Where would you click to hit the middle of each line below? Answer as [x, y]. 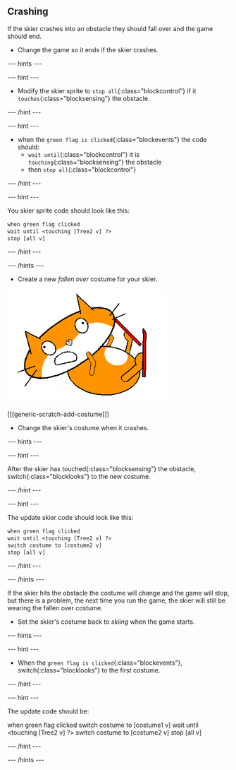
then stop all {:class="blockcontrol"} [82, 170]
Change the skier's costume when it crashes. [83, 427]
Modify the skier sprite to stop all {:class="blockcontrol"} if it [107, 90]
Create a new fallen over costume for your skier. [87, 279]
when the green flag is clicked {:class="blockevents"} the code [112, 139]
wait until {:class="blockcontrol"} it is [83, 154]
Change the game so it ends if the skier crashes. [88, 49]
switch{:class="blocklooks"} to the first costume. [89, 670]
